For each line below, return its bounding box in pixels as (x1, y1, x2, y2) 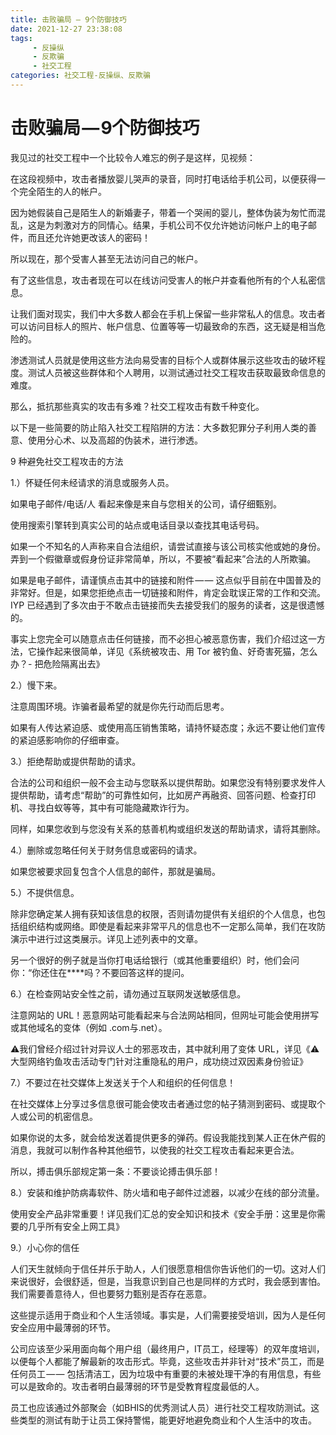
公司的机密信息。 (27, 1110, 98, 1122)
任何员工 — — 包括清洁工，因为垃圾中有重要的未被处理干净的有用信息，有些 (10, 1367, 322, 1380)
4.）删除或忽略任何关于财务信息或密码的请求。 (10, 844, 203, 856)
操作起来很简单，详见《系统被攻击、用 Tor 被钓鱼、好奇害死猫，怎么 (36, 645, 318, 657)
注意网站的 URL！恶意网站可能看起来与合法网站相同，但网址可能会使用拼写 (10, 1009, 320, 1021)
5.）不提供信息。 (10, 886, 80, 898)
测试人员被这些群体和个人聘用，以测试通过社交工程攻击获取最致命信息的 (27, 366, 326, 378)
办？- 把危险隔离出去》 (10, 657, 105, 670)
